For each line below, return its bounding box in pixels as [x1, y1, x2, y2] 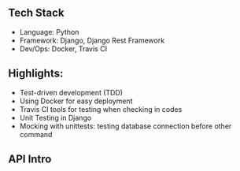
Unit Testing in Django [19, 113, 92, 122]
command [19, 129, 53, 139]
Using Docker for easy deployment [19, 96, 133, 106]
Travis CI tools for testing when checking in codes [19, 104, 183, 113]
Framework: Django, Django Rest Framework [19, 35, 165, 45]
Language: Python [19, 27, 79, 36]
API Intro [8, 153, 52, 166]
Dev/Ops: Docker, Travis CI [19, 43, 108, 54]
